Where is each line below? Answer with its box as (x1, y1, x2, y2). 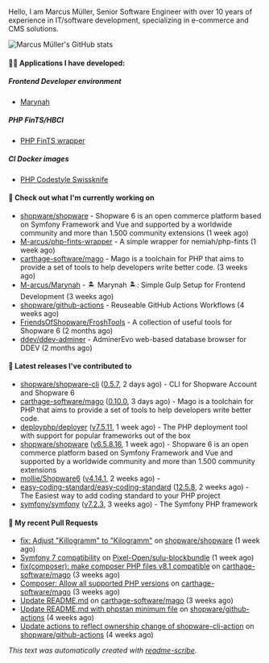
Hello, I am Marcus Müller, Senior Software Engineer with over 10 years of (8, 7, 253, 16)
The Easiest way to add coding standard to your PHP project (19, 490, 221, 500)
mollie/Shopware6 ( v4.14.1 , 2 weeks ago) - (19, 473, 161, 483)
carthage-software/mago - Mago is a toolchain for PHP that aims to (19, 253, 244, 263)
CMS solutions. (8, 24, 59, 33)
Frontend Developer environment (8, 77, 122, 86)
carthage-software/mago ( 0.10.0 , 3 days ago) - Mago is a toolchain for (19, 396, 254, 406)
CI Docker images (8, 154, 69, 164)
